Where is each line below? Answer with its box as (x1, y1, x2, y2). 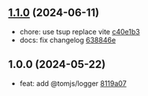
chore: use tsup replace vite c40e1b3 (19, 27, 140, 36)
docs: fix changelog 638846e (19, 35, 117, 44)
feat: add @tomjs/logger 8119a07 (19, 78, 128, 88)
